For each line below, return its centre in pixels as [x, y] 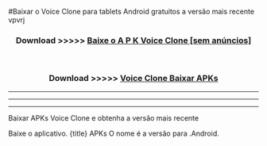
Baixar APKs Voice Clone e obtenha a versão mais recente [104, 117]
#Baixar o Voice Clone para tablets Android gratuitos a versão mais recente [132, 12]
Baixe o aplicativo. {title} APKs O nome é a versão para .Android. [114, 133]
